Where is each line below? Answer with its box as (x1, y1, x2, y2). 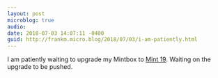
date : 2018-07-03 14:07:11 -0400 (7, 29, 104, 37)
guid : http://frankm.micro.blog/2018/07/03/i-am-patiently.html (7, 36, 198, 43)
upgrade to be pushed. (7, 63, 73, 71)
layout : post (7, 10, 45, 17)
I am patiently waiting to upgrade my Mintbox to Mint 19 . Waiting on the (7, 55, 211, 63)
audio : (7, 23, 26, 30)
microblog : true (7, 17, 54, 24)
